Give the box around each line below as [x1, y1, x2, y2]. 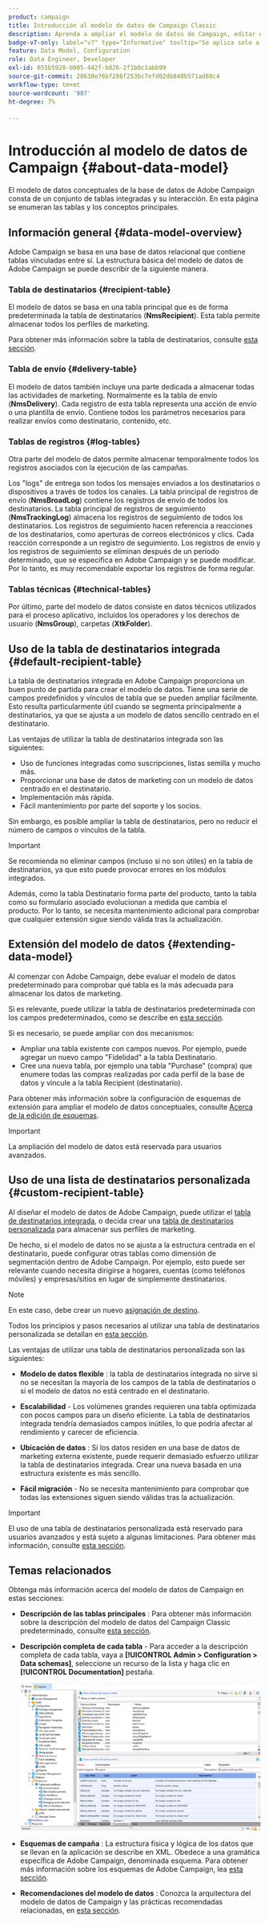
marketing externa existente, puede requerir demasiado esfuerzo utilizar [19, 1451, 259, 1461]
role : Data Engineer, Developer [8, 55, 116, 63]
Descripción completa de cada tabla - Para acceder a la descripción [19, 1642, 248, 1652]
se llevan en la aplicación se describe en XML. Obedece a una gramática [19, 1847, 260, 1856]
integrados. [8, 874, 46, 882]
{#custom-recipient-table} [8, 1186, 145, 1200]
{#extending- [167, 938, 236, 951]
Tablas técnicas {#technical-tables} [8, 583, 152, 594]
